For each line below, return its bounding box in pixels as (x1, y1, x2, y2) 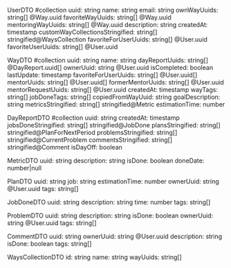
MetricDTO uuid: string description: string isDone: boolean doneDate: (7, 157, 205, 165)
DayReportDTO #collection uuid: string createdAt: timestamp (7, 114, 180, 122)
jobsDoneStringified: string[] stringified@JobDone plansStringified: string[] (7, 121, 221, 129)
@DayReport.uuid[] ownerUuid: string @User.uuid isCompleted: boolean (7, 64, 213, 71)
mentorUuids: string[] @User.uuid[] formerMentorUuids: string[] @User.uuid (7, 78, 225, 86)
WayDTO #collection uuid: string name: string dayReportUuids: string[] (7, 56, 209, 64)
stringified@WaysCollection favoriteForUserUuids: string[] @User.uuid (7, 35, 207, 44)
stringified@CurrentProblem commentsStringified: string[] (7, 136, 173, 144)
